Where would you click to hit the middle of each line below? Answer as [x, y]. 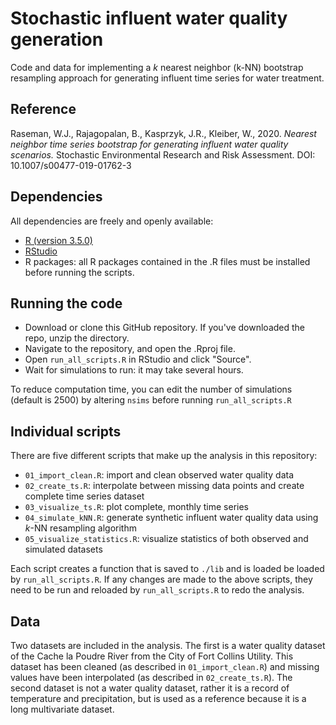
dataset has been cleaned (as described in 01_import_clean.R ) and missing [165, 666]
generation [57, 39]
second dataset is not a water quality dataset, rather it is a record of [150, 688]
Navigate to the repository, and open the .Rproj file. [130, 349]
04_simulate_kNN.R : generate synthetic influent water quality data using [171, 518]
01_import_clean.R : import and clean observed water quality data [159, 475]
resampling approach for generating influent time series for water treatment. [167, 78]
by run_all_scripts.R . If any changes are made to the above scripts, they [161, 579]
